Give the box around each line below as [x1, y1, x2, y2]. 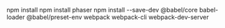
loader [6, 13, 25, 21]
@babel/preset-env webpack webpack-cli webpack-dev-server [26, 13, 210, 21]
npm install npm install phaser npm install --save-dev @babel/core [6, 6, 198, 14]
